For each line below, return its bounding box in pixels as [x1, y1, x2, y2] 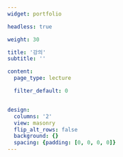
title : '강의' [7, 49, 46, 56]
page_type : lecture [14, 75, 72, 82]
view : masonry [14, 120, 55, 127]
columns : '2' [14, 112, 53, 120]
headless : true [7, 23, 53, 30]
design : [7, 106, 31, 113]
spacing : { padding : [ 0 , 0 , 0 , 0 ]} [14, 139, 116, 146]
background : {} [14, 132, 59, 140]
